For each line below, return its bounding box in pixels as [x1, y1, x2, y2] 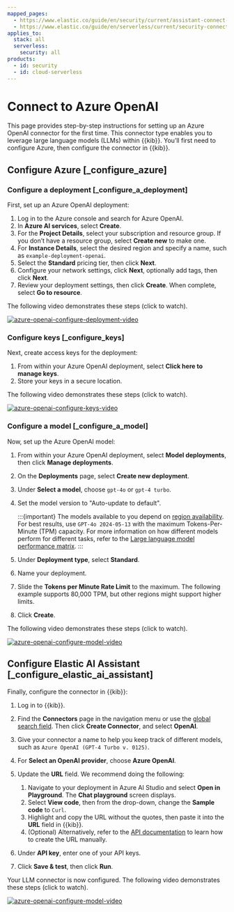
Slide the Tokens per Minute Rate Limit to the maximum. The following [17, 582, 221, 591]
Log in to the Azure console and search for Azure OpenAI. [17, 214, 184, 223]
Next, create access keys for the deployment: [7, 349, 138, 357]
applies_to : [7, 29, 42, 37]
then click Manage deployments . [17, 458, 114, 466]
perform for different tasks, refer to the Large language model [17, 534, 195, 542]
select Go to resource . [17, 289, 82, 297]
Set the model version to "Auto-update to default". [17, 499, 162, 507]
